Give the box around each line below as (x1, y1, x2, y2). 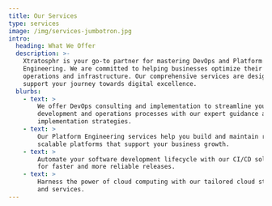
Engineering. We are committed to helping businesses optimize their (23, 65, 263, 73)
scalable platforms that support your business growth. (37, 139, 230, 148)
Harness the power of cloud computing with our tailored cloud (37, 178, 255, 187)
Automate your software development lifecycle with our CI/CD (37, 155, 252, 163)
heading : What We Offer (15, 42, 96, 50)
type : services (8, 19, 60, 28)
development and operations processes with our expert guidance (37, 110, 259, 118)
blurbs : (15, 87, 42, 96)
